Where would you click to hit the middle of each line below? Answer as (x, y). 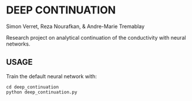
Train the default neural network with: (51, 76)
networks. (18, 44)
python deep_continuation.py (42, 92)
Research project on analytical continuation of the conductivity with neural (96, 37)
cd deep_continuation (33, 87)
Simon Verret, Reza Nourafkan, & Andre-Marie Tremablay (75, 26)
